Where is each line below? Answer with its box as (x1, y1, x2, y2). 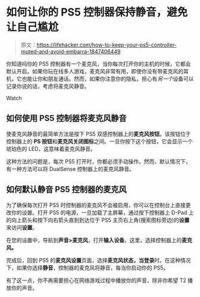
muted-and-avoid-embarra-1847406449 (20, 48, 121, 55)
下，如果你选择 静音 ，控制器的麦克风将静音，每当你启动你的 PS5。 (6, 264, 169, 271)
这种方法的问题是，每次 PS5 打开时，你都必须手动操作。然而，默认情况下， (6, 157, 192, 165)
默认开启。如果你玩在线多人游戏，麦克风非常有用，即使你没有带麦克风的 (6, 67, 183, 75)
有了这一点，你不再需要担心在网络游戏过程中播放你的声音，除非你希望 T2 (6, 277, 186, 284)
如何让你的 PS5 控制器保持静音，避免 (6, 5, 188, 19)
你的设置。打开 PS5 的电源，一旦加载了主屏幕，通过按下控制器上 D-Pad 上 (11, 209, 194, 216)
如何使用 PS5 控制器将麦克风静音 (6, 113, 127, 123)
